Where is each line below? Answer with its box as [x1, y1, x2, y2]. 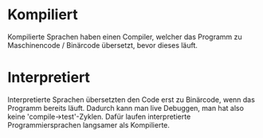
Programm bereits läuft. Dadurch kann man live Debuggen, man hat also [7, 103, 245, 112]
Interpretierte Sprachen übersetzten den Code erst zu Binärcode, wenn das [7, 94, 256, 104]
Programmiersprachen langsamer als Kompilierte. [7, 120, 171, 129]
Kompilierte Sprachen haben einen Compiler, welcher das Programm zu [7, 32, 242, 41]
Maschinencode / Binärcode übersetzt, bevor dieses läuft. [7, 40, 198, 49]
